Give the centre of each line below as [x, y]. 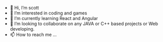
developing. [22, 29]
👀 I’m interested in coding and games [48, 13]
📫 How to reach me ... [33, 34]
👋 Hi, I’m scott [24, 8]
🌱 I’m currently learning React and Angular [54, 18]
